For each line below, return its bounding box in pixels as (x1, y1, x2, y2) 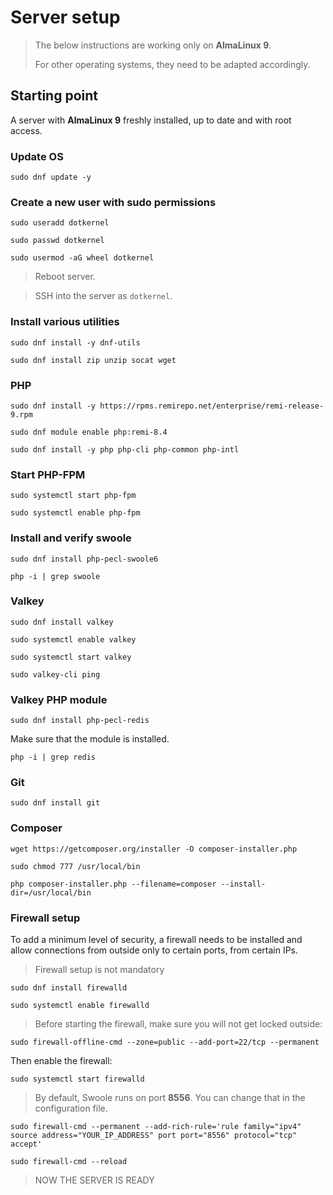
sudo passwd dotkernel (10, 236, 105, 246)
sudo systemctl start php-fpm (10, 491, 137, 501)
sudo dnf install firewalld (10, 983, 128, 993)
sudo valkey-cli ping (10, 669, 101, 680)
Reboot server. (34, 271, 96, 283)
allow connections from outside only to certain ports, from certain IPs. (10, 944, 299, 956)
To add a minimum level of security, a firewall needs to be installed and (10, 934, 303, 946)
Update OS (10, 149, 64, 163)
